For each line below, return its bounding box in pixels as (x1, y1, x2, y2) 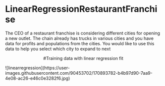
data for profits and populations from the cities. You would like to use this (5, 40, 155, 46)
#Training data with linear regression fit (43, 55, 123, 61)
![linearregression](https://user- (5, 65, 70, 71)
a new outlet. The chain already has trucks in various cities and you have (5, 35, 154, 41)
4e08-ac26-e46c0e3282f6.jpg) (5, 75, 70, 81)
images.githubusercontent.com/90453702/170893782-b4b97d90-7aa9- (5, 70, 153, 76)
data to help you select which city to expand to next (5, 46, 111, 52)
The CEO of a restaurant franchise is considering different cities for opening (5, 30, 160, 36)
